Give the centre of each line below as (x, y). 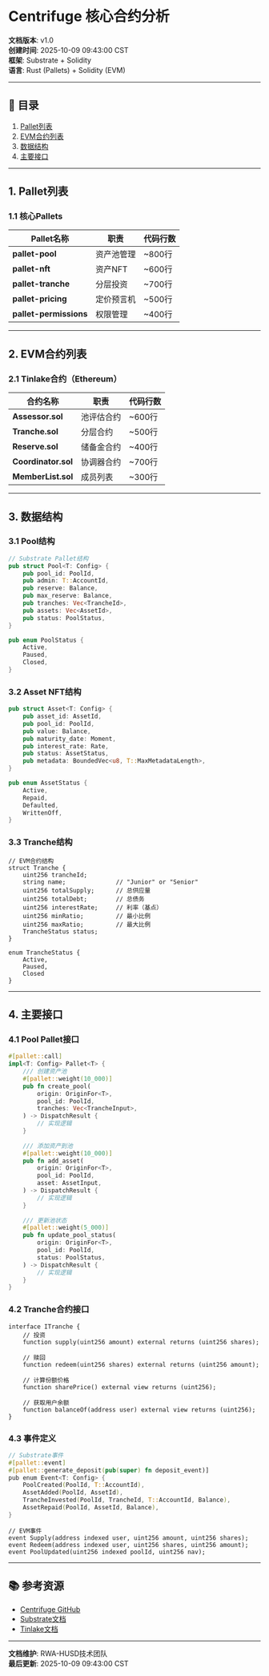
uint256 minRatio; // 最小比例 (86, 916)
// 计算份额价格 (46, 1380)
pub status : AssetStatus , (66, 754)
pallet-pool (34, 254)
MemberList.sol (43, 477)
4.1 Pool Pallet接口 (44, 1039)
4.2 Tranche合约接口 (49, 1309)
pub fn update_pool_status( (69, 1235)
